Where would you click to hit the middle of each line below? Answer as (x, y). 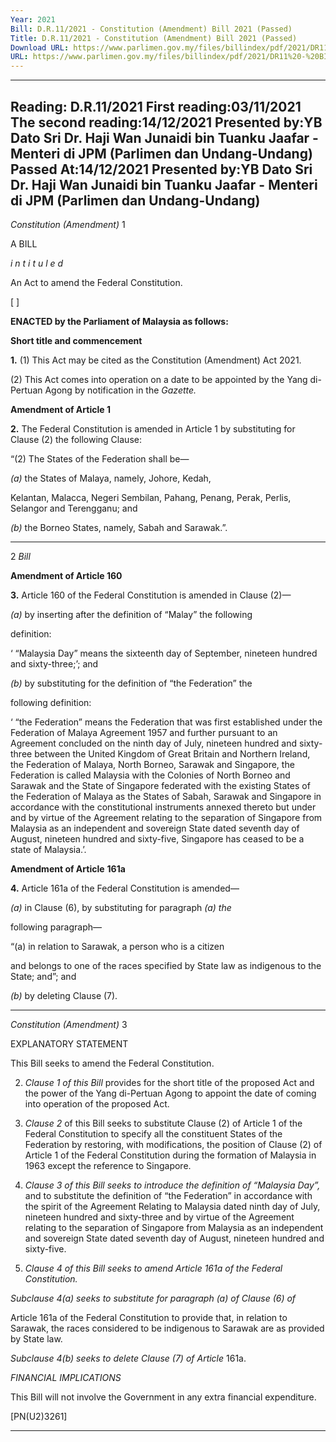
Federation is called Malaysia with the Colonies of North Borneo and (150, 775)
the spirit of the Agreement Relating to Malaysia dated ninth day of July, (172, 1206)
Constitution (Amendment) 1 (68, 224)
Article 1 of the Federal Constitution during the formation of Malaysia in (170, 1155)
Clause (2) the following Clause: (76, 439)
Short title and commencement (76, 340)
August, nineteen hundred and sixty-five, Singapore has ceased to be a (157, 838)
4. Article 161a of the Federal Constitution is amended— (125, 888)
